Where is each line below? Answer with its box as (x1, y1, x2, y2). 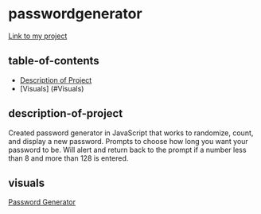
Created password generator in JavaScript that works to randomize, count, (8, 128, 254, 138)
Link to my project (8, 31, 68, 41)
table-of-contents (8, 54, 99, 68)
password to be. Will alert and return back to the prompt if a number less (8, 145, 247, 154)
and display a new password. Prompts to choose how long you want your (8, 136, 248, 146)
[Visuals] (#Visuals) (19, 84, 84, 93)
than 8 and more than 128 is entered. (8, 153, 129, 163)
